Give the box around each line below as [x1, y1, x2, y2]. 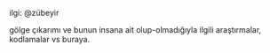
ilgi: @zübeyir [9, 8, 60, 18]
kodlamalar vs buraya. [9, 34, 91, 44]
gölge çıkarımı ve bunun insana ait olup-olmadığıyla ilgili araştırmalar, [9, 25, 262, 34]
